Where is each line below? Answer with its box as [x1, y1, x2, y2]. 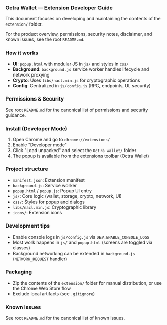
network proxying [12, 71, 50, 78]
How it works [5, 49, 39, 56]
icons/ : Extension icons [12, 210, 62, 216]
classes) [12, 244, 30, 251]
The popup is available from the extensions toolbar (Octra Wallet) [12, 153, 149, 159]
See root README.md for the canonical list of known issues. [5, 315, 125, 321]
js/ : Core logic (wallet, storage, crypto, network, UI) [12, 193, 122, 199]
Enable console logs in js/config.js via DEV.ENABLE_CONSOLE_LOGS [12, 234, 150, 240]
